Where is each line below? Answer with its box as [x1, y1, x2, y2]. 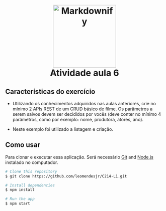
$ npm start [5, 201, 30, 206]
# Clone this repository [5, 169, 57, 174]
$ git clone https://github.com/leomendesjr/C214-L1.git [5, 173, 127, 179]
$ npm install [5, 187, 35, 192]
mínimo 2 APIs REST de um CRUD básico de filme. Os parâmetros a [12, 106, 153, 112]
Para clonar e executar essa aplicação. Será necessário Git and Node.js [5, 154, 153, 160]
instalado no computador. [5, 159, 58, 165]
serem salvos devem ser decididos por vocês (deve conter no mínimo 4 [12, 111, 161, 117]
